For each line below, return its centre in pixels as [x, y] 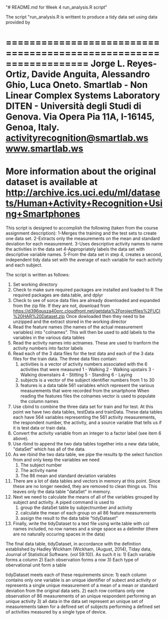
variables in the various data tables [49, 337]
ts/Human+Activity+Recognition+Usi [84, 203]
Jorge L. [108, 64]
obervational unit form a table [36, 565]
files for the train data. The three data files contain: [65, 359]
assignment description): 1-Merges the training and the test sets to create [81, 233]
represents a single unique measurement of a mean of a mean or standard [82, 585]
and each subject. [24, 265]
